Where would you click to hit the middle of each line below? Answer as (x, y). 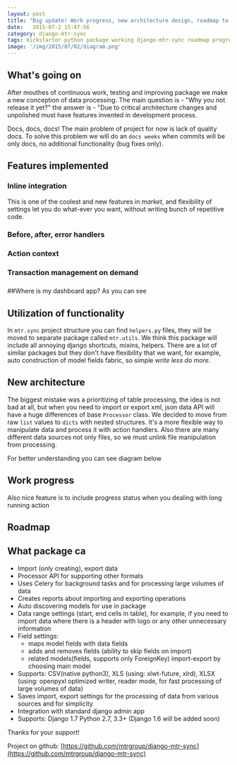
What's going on (44, 75)
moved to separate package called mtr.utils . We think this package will (112, 338)
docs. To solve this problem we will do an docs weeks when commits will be (116, 136)
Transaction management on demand (73, 273)
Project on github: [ (35, 746)
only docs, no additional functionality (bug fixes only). (85, 144)
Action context (33, 254)
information (34, 628)
